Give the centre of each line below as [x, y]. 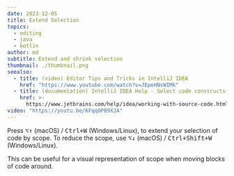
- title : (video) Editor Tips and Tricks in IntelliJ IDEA [101, 78]
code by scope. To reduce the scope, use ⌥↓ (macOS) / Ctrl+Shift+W [110, 138]
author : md [23, 53]
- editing [28, 33]
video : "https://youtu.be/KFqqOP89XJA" [65, 111]
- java [23, 40]
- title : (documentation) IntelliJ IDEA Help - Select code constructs [120, 91]
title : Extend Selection [43, 20]
